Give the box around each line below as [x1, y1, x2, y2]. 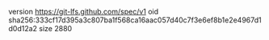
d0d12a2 [8, 24, 38, 33]
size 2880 [39, 24, 73, 33]
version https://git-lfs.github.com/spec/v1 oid [8, 7, 159, 16]
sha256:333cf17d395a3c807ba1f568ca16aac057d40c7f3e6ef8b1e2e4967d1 [8, 15, 262, 25]
